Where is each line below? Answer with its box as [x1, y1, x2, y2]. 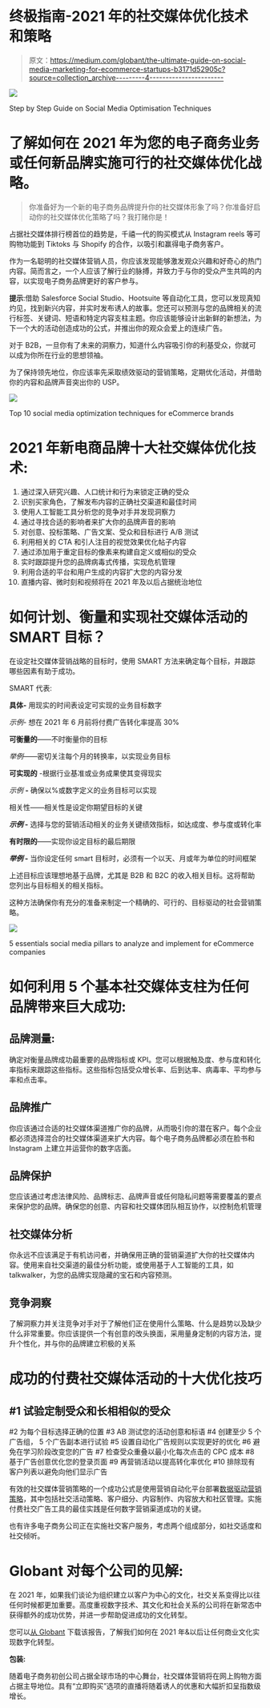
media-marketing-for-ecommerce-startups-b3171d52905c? [28, 64, 226, 74]
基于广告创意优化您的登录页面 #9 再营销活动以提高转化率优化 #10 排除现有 [9, 1457, 256, 1466]
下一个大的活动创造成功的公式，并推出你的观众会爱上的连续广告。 [9, 323, 227, 332]
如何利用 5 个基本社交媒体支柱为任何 [9, 977, 249, 996]
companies [9, 947, 46, 957]
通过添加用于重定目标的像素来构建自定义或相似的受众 [20, 546, 197, 557]
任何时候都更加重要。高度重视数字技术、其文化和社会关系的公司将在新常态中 [9, 1600, 262, 1609]
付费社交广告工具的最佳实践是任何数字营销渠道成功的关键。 [9, 1504, 206, 1513]
